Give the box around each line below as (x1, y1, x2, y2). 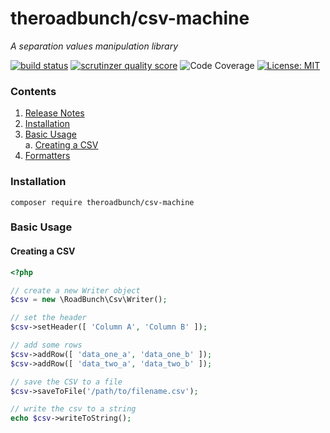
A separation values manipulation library (10, 40, 179, 52)
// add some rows (10, 340, 83, 351)
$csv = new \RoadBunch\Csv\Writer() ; (10, 295, 168, 305)
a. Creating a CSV (24, 139, 99, 151)
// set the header (10, 313, 87, 323)
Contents (10, 84, 57, 98)
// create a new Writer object (10, 285, 141, 296)
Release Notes (24, 107, 85, 119)
